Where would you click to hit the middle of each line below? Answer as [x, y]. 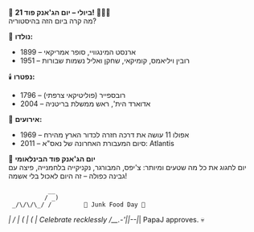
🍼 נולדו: [21, 37]
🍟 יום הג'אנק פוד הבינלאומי [52, 159]
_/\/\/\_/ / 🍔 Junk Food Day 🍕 [79, 205]
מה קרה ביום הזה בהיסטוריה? [53, 21]
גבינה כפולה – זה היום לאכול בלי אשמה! [68, 176]
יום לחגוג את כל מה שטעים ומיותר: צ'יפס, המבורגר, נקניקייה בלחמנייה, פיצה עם [127, 167]
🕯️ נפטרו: [22, 77]
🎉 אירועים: [25, 119]
